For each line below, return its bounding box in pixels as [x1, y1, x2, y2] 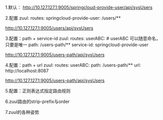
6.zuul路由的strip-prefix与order [5, 98, 70, 104]
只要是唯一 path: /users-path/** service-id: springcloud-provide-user [5, 42, 149, 48]
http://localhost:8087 [5, 68, 49, 74]
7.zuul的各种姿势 [5, 109, 39, 115]
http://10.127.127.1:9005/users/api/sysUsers [5, 25, 94, 31]
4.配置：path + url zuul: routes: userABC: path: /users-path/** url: [5, 62, 141, 68]
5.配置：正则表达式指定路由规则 [5, 88, 71, 94]
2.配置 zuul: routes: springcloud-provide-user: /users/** [5, 15, 121, 21]
